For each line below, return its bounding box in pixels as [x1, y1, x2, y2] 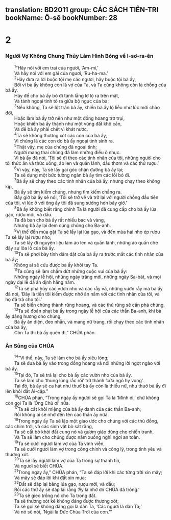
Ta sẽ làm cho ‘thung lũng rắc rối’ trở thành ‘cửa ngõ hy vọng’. [14, 378, 144, 384]
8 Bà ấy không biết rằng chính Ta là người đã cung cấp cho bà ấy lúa [14, 205, 157, 212]
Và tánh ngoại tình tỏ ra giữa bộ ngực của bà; [14, 98, 109, 104]
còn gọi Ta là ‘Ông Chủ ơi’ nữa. [5, 400, 70, 406]
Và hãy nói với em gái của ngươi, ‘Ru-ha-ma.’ [14, 70, 108, 76]
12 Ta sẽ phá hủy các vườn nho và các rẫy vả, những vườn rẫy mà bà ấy [14, 285, 163, 291]
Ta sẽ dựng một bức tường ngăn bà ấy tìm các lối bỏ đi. [14, 172, 131, 178]
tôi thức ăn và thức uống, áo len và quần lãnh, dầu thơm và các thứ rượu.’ [5, 160, 159, 166]
